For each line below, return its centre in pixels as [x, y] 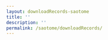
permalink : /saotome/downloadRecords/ [54, 28]
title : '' [18, 17]
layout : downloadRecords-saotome [48, 11]
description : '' [26, 22]
